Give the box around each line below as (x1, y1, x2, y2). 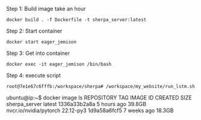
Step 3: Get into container (6, 49, 70, 57)
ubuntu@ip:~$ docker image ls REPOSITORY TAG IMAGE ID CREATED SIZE (6, 94, 193, 101)
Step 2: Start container (6, 27, 63, 34)
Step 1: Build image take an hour (6, 5, 86, 12)
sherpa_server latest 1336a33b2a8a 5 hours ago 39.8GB (6, 101, 146, 107)
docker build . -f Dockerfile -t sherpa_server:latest (6, 17, 147, 23)
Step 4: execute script (6, 72, 61, 79)
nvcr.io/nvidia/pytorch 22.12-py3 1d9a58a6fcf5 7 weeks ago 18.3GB (6, 107, 174, 114)
